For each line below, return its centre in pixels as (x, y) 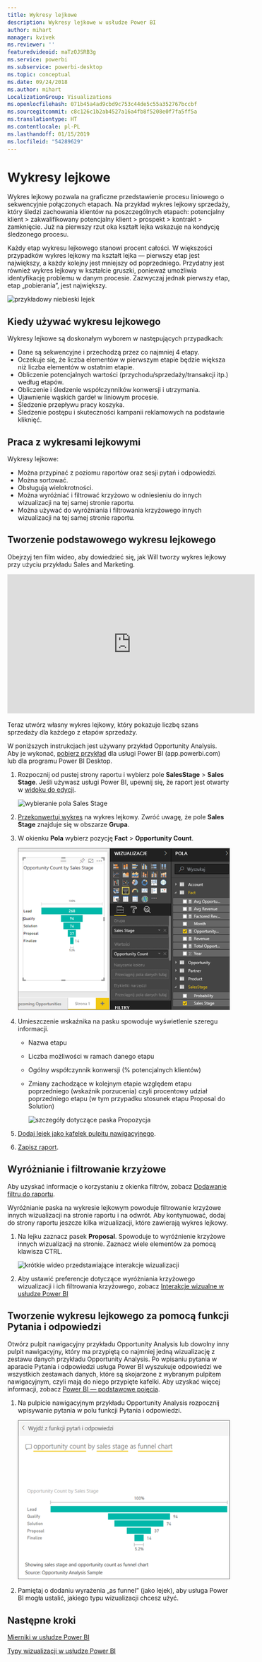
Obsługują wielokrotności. (55, 488)
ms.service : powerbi (38, 60)
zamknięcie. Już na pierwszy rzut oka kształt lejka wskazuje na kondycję (114, 227)
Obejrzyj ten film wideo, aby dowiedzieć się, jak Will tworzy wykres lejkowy (117, 557)
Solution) (41, 1106)
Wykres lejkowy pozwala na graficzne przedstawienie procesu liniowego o (116, 197)
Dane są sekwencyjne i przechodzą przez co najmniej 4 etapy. (108, 352)
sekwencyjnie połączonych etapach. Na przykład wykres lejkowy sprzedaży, (119, 204)
